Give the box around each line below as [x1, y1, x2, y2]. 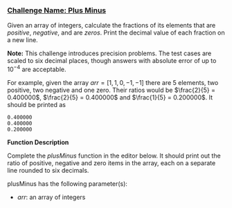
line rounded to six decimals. [7, 166, 89, 174]
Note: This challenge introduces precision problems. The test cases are [7, 49, 212, 57]
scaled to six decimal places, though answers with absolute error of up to [7, 57, 217, 65]
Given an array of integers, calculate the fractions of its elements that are [7, 21, 216, 30]
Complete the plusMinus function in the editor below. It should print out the [7, 151, 221, 160]
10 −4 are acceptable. [7, 64, 66, 73]
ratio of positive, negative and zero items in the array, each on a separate [7, 158, 216, 167]
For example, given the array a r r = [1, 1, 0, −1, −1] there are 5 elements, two [7, 78, 219, 86]
